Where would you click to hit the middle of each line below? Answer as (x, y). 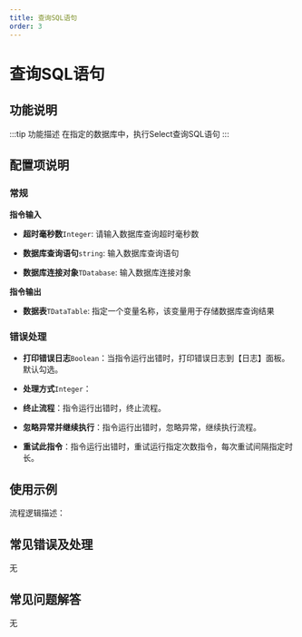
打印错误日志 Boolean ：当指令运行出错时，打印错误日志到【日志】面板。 (156, 358)
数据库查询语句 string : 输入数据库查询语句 (101, 253)
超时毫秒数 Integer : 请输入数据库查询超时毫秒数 (111, 234)
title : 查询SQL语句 (44, 18)
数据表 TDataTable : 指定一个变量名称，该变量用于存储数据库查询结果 (148, 311)
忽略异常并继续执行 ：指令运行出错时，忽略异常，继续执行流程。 (141, 427)
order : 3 (26, 26)
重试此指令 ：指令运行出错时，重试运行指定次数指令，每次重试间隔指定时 (157, 446)
